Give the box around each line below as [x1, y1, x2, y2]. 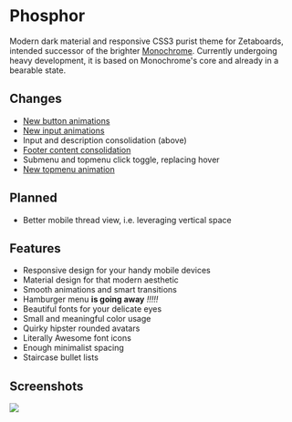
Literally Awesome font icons [22, 333, 132, 344]
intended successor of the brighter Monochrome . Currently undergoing [9, 45, 278, 56]
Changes [9, 91, 62, 107]
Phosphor [9, 5, 86, 26]
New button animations [22, 115, 110, 126]
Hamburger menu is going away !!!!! [22, 293, 159, 305]
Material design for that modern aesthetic [22, 274, 180, 285]
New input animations [22, 125, 105, 136]
